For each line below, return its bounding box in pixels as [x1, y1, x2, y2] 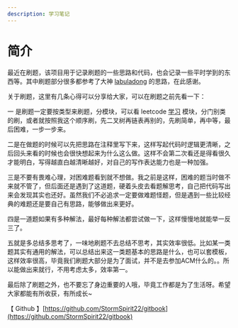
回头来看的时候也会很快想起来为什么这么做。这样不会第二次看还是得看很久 [13, 148, 231, 157]
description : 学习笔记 [7, 10, 70, 18]
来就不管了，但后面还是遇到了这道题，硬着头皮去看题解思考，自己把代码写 [7, 182, 225, 190]
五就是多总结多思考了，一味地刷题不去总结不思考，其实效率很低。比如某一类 [7, 239, 231, 247]
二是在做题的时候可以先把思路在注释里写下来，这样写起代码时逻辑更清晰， [7, 140, 225, 148]
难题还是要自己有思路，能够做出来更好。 [19, 199, 138, 208]
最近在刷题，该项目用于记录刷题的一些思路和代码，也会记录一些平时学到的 [7, 68, 225, 77]
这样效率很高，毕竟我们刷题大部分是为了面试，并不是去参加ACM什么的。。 [7, 256, 224, 265]
